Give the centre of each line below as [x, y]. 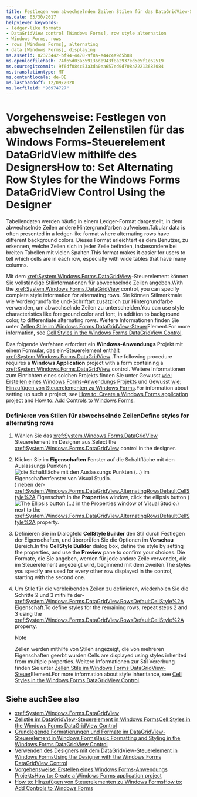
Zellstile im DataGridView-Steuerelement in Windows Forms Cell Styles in [102, 719]
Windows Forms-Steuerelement [86, 142]
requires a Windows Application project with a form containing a [85, 363]
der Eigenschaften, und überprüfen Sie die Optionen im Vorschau [94, 540]
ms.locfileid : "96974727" [38, 88]
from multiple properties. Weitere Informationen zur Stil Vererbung [94, 662]
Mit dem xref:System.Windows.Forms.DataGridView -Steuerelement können [97, 276]
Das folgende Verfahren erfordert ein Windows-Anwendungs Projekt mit [95, 344]
